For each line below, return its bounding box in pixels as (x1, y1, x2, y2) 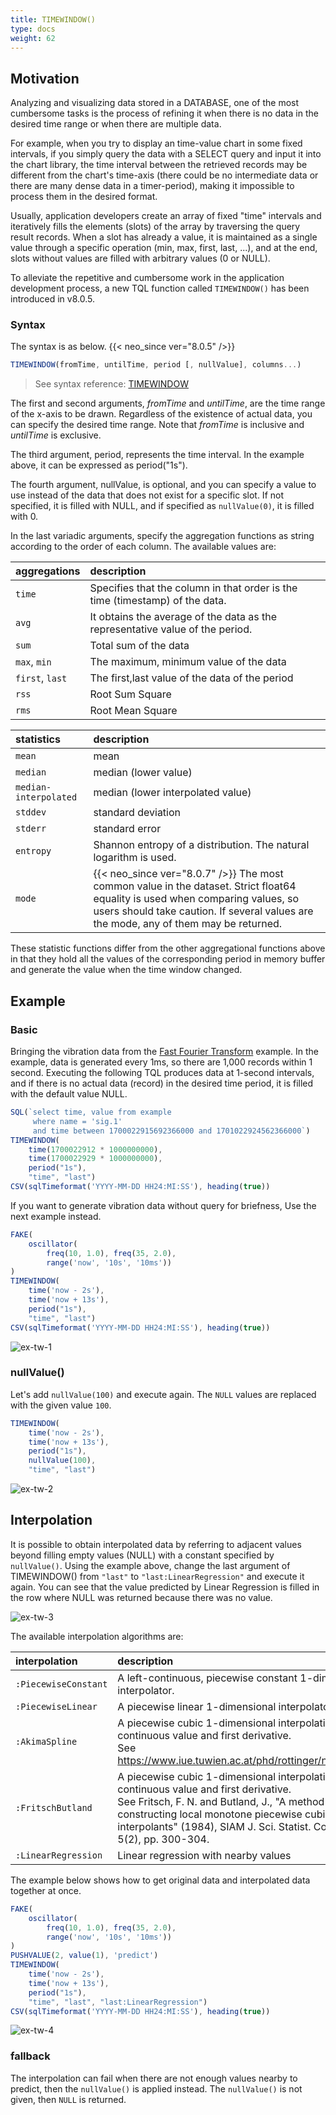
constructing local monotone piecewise (117, 1807, 303, 1821)
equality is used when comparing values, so (93, 892, 300, 906)
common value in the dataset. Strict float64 (93, 879, 297, 893)
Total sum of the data (89, 639, 190, 653)
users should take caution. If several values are (93, 904, 314, 918)
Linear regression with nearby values (117, 1848, 292, 1862)
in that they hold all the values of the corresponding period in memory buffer (10, 953, 326, 965)
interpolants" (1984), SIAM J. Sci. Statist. (117, 1819, 312, 1833)
